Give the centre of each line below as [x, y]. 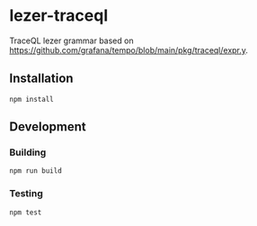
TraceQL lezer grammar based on [71, 41]
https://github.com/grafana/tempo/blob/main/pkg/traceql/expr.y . [129, 50]
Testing [26, 194]
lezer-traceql [59, 16]
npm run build [36, 171]
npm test [26, 212]
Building [28, 152]
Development [48, 127]
